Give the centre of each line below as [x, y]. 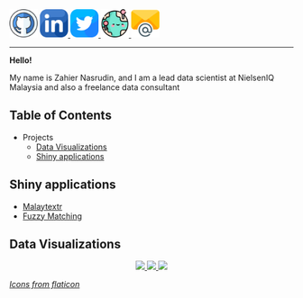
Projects [38, 137]
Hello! [21, 60]
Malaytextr [42, 206]
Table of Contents [61, 116]
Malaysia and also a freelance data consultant [95, 87]
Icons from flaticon [45, 284]
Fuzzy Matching [52, 216]
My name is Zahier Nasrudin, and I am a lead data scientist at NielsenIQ [142, 77]
